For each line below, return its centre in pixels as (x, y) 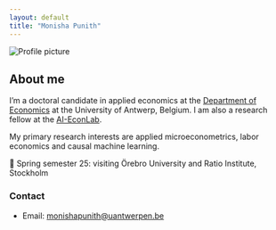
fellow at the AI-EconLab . (56, 119)
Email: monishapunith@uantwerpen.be (93, 216)
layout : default (39, 17)
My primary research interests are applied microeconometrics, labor (134, 137)
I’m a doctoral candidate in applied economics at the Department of (133, 101)
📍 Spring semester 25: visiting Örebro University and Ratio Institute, (133, 164)
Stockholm (29, 173)
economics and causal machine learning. (85, 146)
